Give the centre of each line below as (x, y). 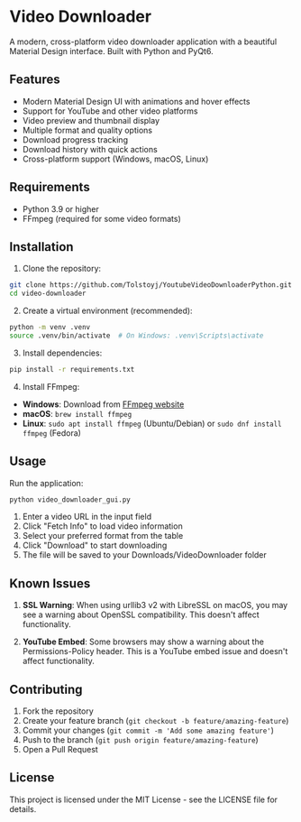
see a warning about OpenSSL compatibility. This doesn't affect (141, 614)
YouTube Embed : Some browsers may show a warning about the (143, 642)
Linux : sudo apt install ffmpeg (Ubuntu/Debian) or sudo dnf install (152, 423)
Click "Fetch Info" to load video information (102, 526)
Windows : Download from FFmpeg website (103, 404)
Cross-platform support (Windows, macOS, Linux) (115, 159)
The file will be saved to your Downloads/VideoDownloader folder (145, 555)
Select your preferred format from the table (103, 536)
